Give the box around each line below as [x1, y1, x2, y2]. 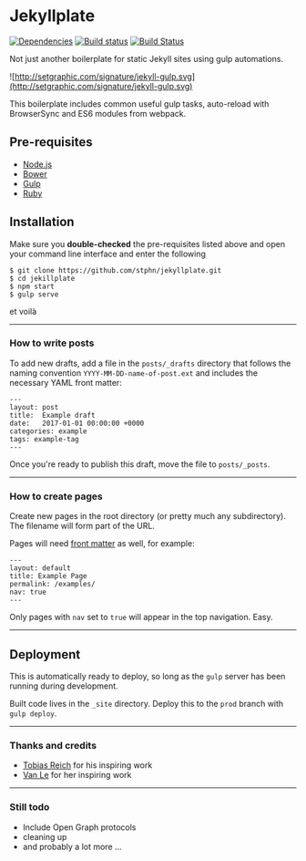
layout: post [9, 402, 59, 411]
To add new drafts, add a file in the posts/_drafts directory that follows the [9, 358, 291, 368]
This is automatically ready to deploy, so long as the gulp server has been [9, 670, 286, 681]
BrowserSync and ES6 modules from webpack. [9, 108, 187, 119]
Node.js [22, 159, 53, 170]
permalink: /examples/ [9, 580, 96, 589]
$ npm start [9, 282, 55, 291]
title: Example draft [9, 410, 96, 420]
